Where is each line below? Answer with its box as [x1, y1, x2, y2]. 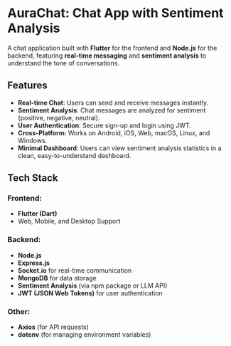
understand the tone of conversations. [7, 58, 119, 67]
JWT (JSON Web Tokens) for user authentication [17, 288, 163, 297]
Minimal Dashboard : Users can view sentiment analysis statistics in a [17, 144, 222, 152]
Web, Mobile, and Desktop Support [17, 217, 121, 226]
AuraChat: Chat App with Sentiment [7, 5, 224, 21]
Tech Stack [7, 172, 58, 184]
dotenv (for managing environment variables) [17, 330, 151, 339]
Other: [7, 306, 31, 316]
